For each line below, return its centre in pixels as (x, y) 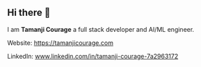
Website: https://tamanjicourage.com (60, 43)
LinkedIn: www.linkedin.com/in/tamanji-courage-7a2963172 (93, 56)
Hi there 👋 (29, 13)
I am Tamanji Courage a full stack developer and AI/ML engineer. (101, 29)
